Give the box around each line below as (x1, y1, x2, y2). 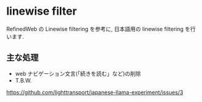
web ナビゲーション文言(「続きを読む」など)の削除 (15, 70, 142, 77)
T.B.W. (15, 76, 32, 84)
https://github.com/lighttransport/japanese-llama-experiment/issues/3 (6, 89, 184, 96)
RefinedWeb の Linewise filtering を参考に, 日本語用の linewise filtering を (6, 25, 191, 32)
